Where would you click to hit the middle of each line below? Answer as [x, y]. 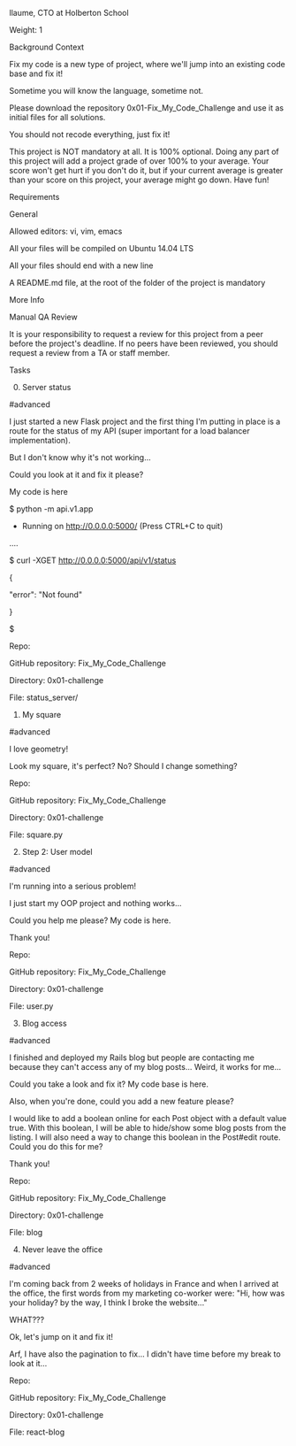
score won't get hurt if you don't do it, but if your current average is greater [146, 170]
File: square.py [36, 835]
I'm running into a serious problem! [73, 886]
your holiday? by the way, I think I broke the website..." [108, 1303]
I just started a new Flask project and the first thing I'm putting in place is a [145, 421]
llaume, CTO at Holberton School [69, 13]
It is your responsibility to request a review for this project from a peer [136, 334]
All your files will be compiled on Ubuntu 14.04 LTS [102, 248]
